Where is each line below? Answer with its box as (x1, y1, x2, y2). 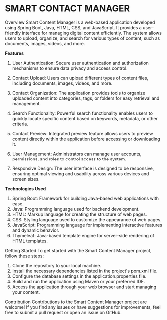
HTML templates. (12, 238, 48, 244)
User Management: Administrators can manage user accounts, (12, 151, 142, 157)
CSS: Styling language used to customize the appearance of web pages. (12, 216, 162, 222)
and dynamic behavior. (12, 227, 60, 233)
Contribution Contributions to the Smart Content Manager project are (5, 299, 147, 305)
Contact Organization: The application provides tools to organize (12, 90, 146, 96)
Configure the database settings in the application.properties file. (12, 273, 147, 279)
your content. (12, 289, 40, 295)
